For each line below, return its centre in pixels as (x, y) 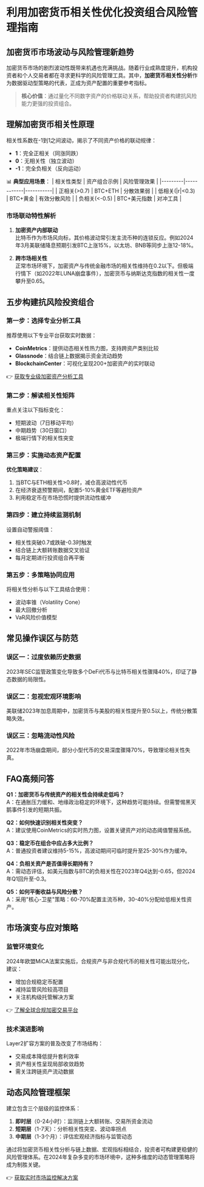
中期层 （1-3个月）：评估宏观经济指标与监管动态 (73, 1136)
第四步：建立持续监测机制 (44, 515)
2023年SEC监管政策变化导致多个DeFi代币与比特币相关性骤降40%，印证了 (99, 671)
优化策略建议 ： (25, 469)
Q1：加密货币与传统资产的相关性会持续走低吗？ (65, 795)
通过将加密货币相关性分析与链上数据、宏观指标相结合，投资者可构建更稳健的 (102, 1149)
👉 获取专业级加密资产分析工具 (45, 376)
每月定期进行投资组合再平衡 (50, 558)
